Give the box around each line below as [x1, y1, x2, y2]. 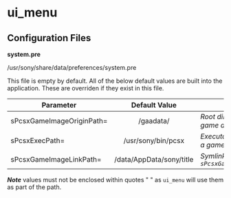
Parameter [41, 101, 77, 110]
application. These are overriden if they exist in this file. [7, 84, 164, 92]
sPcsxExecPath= [10, 136, 65, 145]
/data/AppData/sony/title [114, 155, 194, 164]
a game [200, 140, 225, 149]
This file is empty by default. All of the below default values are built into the [7, 77, 223, 85]
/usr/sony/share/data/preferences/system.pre [7, 64, 137, 71]
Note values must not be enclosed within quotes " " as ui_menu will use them [7, 176, 224, 184]
